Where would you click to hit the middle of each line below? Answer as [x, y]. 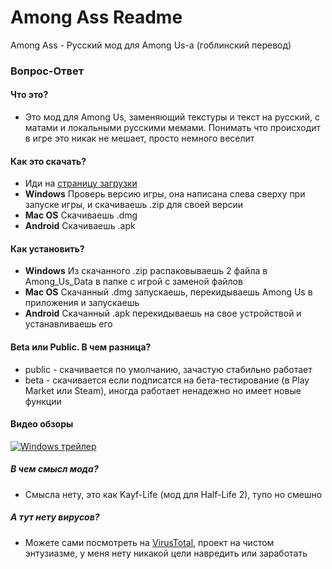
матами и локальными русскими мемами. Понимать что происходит [173, 128]
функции [43, 401]
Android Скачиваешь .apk [80, 226]
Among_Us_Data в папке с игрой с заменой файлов [133, 282]
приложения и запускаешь [82, 303]
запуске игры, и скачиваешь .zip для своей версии [134, 205]
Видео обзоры [42, 424]
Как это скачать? [48, 161]
